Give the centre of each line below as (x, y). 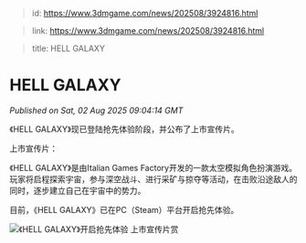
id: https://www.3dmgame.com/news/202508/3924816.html (145, 13)
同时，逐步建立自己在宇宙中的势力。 (78, 190)
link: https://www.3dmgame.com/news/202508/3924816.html (148, 30)
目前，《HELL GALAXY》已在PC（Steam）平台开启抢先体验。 (124, 209)
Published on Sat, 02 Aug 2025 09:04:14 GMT (96, 110)
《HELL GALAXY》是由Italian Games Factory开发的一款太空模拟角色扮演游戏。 (153, 167)
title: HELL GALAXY (68, 48)
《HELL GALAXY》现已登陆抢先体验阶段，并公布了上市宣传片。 (124, 129)
